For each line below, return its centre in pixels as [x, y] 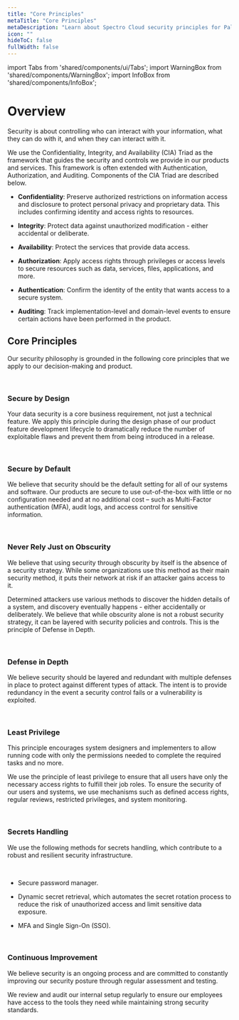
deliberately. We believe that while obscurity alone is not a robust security [116, 614]
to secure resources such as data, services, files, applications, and [116, 268]
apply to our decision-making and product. [70, 366]
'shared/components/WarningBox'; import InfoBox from [89, 75]
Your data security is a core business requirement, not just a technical [110, 414]
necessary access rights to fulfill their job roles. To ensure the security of [115, 785]
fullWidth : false [33, 47]
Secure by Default [39, 469]
